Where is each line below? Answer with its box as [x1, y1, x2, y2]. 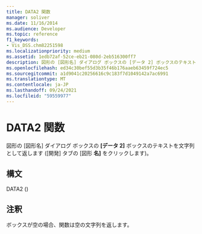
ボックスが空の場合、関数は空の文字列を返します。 [6, 221, 133, 229]
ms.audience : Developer [6, 25, 66, 32]
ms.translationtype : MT [6, 76, 66, 82]
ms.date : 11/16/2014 [6, 20, 58, 26]
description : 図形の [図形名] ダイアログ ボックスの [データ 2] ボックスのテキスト [6, 59, 197, 65]
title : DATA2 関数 [6, 8, 51, 15]
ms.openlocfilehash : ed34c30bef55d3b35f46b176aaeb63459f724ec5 [6, 65, 169, 71]
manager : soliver [6, 14, 50, 21]
